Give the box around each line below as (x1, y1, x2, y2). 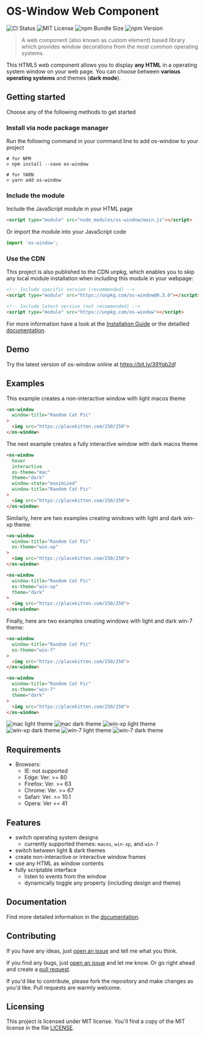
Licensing (6, 1002, 45, 1012)
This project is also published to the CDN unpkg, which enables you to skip (6, 268, 195, 276)
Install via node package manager (6, 124, 109, 132)
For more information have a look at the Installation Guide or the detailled (6, 320, 190, 327)
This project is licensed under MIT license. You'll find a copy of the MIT (6, 1017, 185, 1025)
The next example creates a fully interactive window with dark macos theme (6, 440, 198, 447)
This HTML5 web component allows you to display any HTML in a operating (6, 61, 197, 69)
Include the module (6, 191, 65, 199)
